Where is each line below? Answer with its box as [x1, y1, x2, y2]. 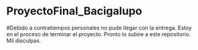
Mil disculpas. [6, 37, 42, 44]
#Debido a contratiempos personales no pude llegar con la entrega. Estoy [6, 24, 193, 31]
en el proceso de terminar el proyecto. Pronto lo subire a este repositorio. [6, 30, 191, 37]
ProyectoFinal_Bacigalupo [6, 4, 142, 18]
